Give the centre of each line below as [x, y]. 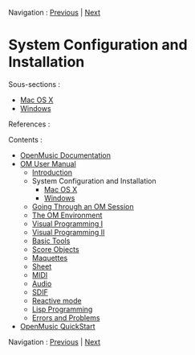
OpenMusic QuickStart [57, 326]
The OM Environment [67, 215]
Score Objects [55, 249]
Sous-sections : [35, 84]
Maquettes [50, 258]
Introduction [52, 172]
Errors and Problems [66, 317]
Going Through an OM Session [83, 206]
